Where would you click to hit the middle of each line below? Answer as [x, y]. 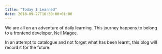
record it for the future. [28, 47]
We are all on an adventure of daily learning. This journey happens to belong [81, 27]
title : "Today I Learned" [31, 9]
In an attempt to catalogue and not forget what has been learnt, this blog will [81, 42]
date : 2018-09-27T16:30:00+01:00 [39, 14]
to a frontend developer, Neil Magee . [42, 33]
